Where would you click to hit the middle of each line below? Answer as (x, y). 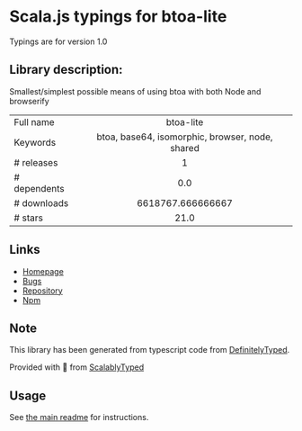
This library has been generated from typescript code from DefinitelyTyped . (150, 350)
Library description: (66, 70)
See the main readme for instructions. (79, 418)
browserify (29, 101)
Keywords (35, 142)
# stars (28, 218)
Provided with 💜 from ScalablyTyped (77, 367)
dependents (39, 188)
